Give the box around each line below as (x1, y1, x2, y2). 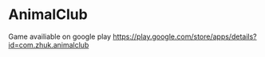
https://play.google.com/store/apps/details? (113, 32, 257, 41)
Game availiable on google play (8, 32, 112, 41)
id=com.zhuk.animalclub (8, 40, 89, 49)
